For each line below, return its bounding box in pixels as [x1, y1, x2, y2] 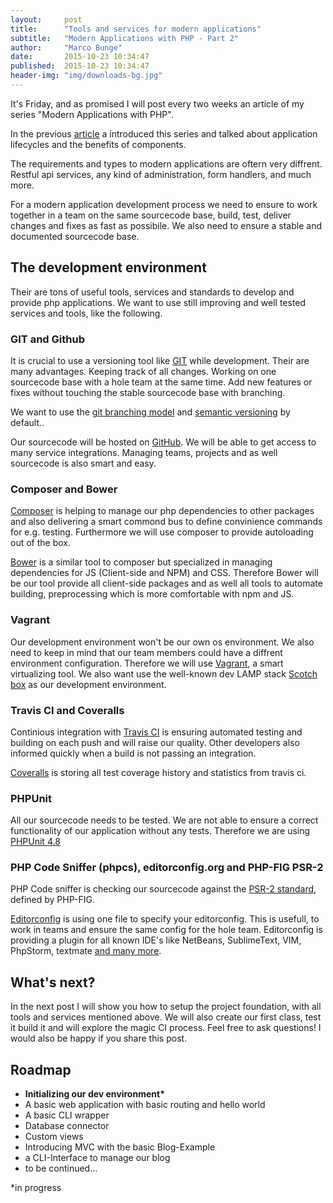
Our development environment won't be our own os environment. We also [10, 636, 315, 648]
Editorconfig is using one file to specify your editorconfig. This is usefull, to [10, 913, 320, 925]
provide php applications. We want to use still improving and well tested [10, 296, 307, 308]
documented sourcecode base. [10, 230, 140, 242]
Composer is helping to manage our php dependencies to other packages [10, 505, 315, 517]
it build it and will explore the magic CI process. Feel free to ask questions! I [10, 1022, 322, 1034]
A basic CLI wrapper [24, 1109, 110, 1121]
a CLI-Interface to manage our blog [24, 1152, 171, 1164]
